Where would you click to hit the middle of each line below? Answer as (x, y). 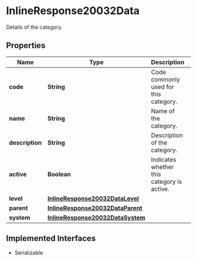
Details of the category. (34, 27)
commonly (166, 79)
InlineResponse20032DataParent (95, 208)
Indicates (164, 159)
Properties (26, 46)
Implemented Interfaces (51, 238)
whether (162, 167)
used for (162, 86)
